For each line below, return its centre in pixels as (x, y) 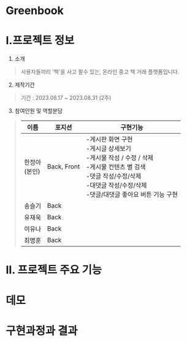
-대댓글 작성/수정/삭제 (116, 186)
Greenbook (35, 11)
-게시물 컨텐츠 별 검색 (116, 167)
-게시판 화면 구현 (109, 140)
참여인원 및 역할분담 (38, 111)
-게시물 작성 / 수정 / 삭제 (120, 158)
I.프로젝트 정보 (40, 41)
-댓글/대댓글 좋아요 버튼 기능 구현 (132, 195)
